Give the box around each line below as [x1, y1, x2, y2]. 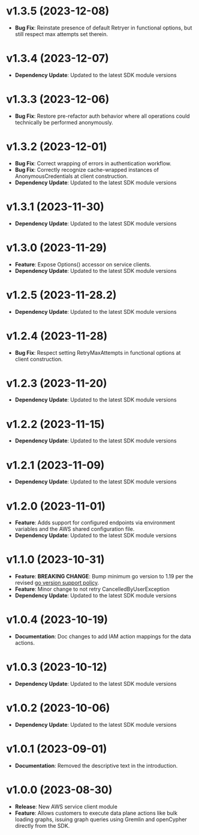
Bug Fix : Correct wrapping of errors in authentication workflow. [14, 159, 172, 167]
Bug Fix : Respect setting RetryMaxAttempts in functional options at [14, 349, 181, 356]
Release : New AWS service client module [14, 803, 118, 810]
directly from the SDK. [14, 822, 70, 829]
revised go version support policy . [14, 579, 99, 587]
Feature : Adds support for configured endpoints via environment [14, 519, 176, 527]
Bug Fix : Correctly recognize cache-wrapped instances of [14, 166, 159, 173]
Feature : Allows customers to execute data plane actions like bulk [14, 809, 178, 816]
